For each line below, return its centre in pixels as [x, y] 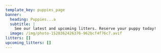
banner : [14, 15]
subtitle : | [23, 24]
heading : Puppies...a [33, 19]
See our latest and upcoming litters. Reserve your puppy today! [86, 29]
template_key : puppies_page [35, 10]
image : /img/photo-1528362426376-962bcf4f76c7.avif [66, 33]
